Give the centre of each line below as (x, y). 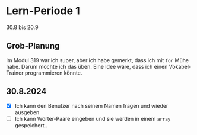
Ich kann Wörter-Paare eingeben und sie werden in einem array (93, 118)
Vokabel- (180, 66)
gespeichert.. (31, 125)
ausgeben (27, 112)
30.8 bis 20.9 (22, 27)
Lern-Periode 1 (43, 11)
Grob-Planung (33, 46)
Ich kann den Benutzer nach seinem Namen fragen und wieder (91, 105)
